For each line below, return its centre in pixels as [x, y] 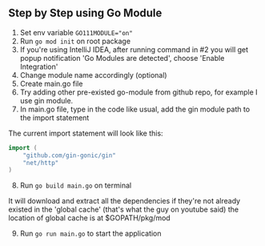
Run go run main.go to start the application [90, 234]
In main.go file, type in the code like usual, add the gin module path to [135, 109]
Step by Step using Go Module [85, 13]
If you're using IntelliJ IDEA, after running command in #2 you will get [134, 49]
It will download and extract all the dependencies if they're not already [124, 201]
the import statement [54, 117]
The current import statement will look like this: [86, 133]
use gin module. [46, 100]
